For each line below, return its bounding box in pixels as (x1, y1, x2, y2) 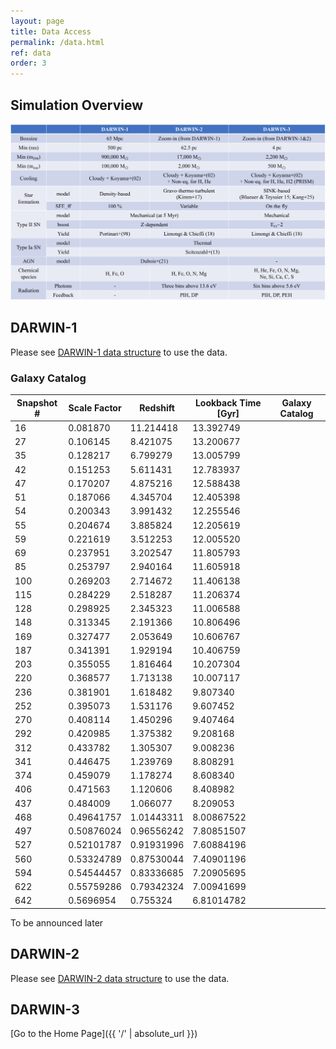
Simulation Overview (10, 96, 144, 114)
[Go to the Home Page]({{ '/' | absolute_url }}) (10, 1028, 198, 1040)
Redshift (139, 402, 175, 414)
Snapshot (16, 396, 58, 409)
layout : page (10, 16, 65, 26)
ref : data (10, 48, 52, 58)
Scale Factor (68, 402, 122, 414)
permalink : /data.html (10, 37, 105, 47)
